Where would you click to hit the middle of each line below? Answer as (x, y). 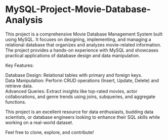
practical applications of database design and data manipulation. (73, 55)
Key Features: (19, 65)
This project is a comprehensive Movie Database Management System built (84, 34)
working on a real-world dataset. (39, 122)
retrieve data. (19, 86)
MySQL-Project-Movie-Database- (78, 9)
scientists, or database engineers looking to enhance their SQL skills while (83, 117)
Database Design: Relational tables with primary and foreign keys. (74, 75)
